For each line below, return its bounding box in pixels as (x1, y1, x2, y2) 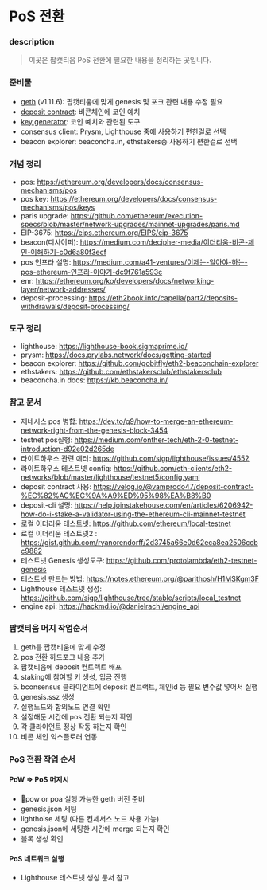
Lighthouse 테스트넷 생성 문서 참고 (20, 873, 130, 883)
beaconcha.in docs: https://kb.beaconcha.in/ (20, 375, 168, 385)
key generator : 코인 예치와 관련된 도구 (20, 116, 141, 126)
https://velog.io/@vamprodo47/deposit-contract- (93, 481, 254, 491)
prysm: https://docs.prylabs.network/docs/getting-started (20, 350, 211, 359)
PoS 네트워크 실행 (9, 853, 64, 863)
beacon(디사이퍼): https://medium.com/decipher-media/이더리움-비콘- (20, 237, 249, 247)
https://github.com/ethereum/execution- (70, 211, 203, 221)
